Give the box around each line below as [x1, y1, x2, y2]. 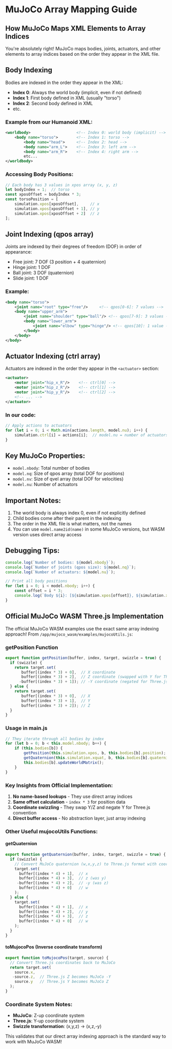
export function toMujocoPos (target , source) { [5, 955, 109, 960]
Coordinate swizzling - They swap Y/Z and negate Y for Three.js [12, 804, 150, 810]
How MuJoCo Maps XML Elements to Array [5, 24, 146, 33]
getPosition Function [5, 644, 58, 651]
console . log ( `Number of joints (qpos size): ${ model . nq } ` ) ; [5, 564, 137, 570]
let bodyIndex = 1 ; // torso [5, 187, 70, 193]
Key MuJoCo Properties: [5, 451, 85, 460]
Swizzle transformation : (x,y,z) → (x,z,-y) [12, 1023, 102, 1030]
